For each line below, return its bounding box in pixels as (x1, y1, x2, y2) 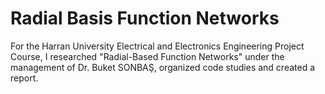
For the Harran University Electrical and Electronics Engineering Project (10, 40, 305, 52)
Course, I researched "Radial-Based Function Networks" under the (10, 50, 285, 62)
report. (10, 72, 39, 84)
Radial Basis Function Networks (10, 7, 280, 30)
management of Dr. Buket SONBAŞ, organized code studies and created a (10, 61, 316, 73)
